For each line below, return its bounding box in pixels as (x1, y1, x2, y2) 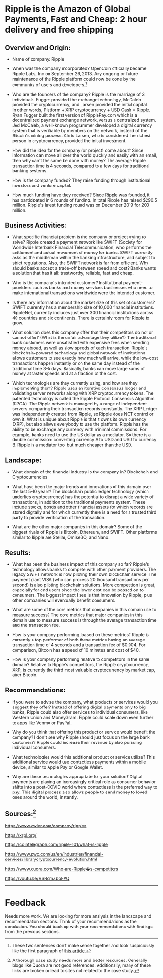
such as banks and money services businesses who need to (32, 285, 153, 291)
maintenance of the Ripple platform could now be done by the (12, 76, 136, 82)
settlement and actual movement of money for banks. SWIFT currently (12, 250, 153, 255)
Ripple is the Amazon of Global (5, 3, 131, 15)
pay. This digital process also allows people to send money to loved (12, 789, 147, 795)
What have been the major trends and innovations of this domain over (12, 484, 152, 489)
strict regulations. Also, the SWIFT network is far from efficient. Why (12, 260, 149, 266)
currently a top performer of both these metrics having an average (12, 637, 145, 643)
